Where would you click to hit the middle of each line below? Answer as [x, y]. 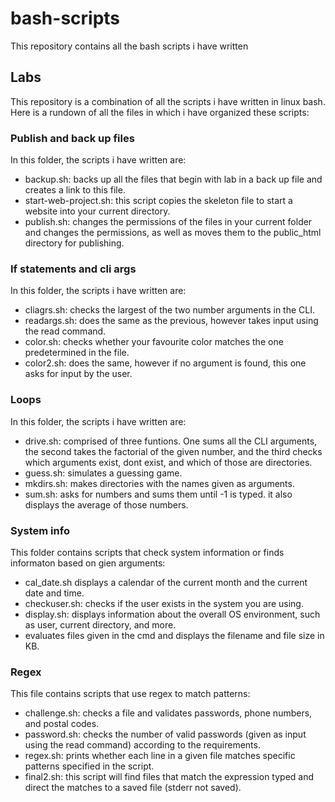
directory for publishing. [74, 243]
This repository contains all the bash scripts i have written [129, 46]
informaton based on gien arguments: [88, 563]
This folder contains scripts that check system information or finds [147, 552]
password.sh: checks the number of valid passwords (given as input [165, 734]
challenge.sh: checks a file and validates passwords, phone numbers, [168, 713]
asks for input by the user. [78, 374]
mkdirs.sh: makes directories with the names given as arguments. [159, 483]
